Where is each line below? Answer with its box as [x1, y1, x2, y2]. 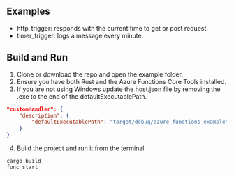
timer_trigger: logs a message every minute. [16, 31, 144, 40]
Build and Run [6, 51, 68, 63]
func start [6, 163, 38, 170]
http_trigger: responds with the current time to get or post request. [16, 24, 209, 32]
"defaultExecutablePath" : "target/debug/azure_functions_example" [31, 118, 229, 126]
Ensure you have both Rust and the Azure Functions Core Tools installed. [16, 77, 227, 86]
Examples [6, 6, 50, 17]
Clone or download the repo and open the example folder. [16, 70, 183, 79]
